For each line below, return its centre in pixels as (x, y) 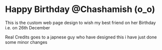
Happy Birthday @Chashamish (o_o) (80, 9)
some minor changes (26, 42)
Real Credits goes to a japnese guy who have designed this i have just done (81, 37)
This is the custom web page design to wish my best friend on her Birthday (81, 23)
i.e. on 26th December (28, 27)
